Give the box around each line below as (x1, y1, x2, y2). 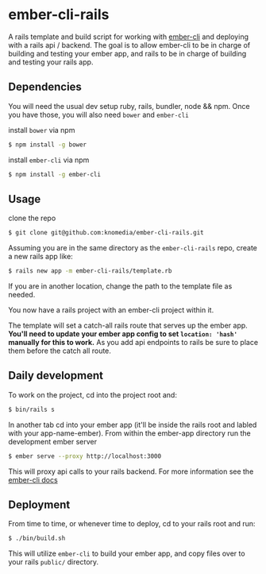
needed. (8, 290, 36, 300)
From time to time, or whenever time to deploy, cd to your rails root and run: (8, 519, 256, 529)
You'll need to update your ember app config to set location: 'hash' (8, 329, 238, 339)
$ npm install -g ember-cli (8, 170, 102, 178)
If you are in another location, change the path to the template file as (8, 281, 233, 291)
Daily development (8, 369, 103, 382)
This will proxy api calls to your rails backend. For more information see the (8, 467, 254, 476)
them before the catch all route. (8, 346, 111, 355)
